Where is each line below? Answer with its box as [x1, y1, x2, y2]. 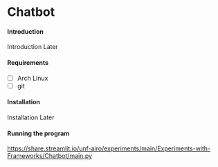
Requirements [7, 58, 49, 66]
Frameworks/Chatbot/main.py [7, 152, 92, 160]
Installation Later [7, 113, 55, 121]
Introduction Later [7, 43, 59, 51]
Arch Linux [17, 74, 48, 82]
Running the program [7, 129, 70, 137]
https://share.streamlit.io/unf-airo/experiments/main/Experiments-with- [7, 144, 211, 153]
